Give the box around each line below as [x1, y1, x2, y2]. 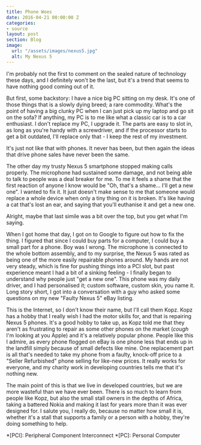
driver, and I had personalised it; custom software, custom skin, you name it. [6, 281, 195, 289]
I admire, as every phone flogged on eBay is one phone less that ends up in [6, 338, 193, 345]
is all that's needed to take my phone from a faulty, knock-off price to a [6, 351, 182, 358]
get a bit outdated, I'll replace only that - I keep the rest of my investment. [6, 133, 188, 140]
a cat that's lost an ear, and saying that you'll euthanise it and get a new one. [6, 201, 196, 208]
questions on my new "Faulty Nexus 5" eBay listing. [6, 294, 134, 301]
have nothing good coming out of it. [6, 82, 95, 90]
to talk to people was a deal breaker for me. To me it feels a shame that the [6, 175, 191, 182]
